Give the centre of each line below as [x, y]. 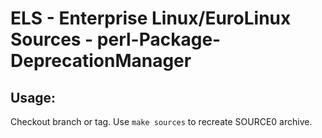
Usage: [33, 97]
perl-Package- [159, 39]
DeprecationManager [101, 61]
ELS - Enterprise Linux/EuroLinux [151, 18]
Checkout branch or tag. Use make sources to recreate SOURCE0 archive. [161, 121]
